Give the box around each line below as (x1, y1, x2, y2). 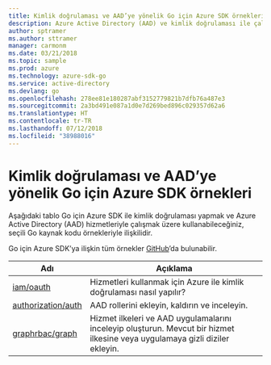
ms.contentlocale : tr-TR (8, 117, 92, 125)
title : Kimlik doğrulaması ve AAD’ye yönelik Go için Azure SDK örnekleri (8, 11, 265, 20)
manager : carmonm (8, 42, 67, 50)
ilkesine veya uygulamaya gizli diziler (90, 333, 230, 344)
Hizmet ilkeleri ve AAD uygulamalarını (90, 313, 232, 324)
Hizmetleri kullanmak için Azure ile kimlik (90, 276, 244, 287)
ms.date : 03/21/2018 (8, 49, 78, 57)
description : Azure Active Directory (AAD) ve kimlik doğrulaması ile (8, 19, 251, 27)
